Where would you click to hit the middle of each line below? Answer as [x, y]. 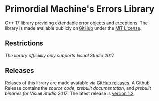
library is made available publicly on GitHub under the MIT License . [73, 28]
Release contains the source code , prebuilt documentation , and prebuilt [78, 88]
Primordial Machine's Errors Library [80, 9]
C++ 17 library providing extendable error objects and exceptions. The [77, 23]
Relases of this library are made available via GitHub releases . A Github [77, 83]
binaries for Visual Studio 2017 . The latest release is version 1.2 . [70, 93]
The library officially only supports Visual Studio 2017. [60, 55]
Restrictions [24, 44]
